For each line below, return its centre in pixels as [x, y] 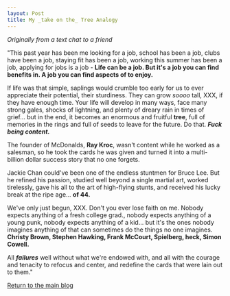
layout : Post [26, 13]
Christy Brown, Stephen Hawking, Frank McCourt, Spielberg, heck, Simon [114, 236]
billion [15, 159]
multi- [199, 152]
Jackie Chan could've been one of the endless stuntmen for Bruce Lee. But [113, 173]
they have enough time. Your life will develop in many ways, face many [107, 102]
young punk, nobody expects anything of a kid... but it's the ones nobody [111, 222]
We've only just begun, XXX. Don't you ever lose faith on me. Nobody [105, 208]
